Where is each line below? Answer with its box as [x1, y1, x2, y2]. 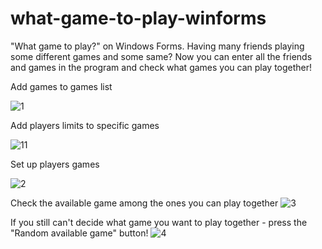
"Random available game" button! [10, 227, 149, 239]
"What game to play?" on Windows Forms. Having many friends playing [10, 40, 305, 52]
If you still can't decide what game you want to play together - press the [10, 216, 308, 228]
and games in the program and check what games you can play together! [10, 61, 313, 73]
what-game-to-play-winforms [10, 7, 267, 30]
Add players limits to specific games [10, 119, 160, 131]
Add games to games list [10, 80, 113, 92]
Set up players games [10, 158, 100, 170]
